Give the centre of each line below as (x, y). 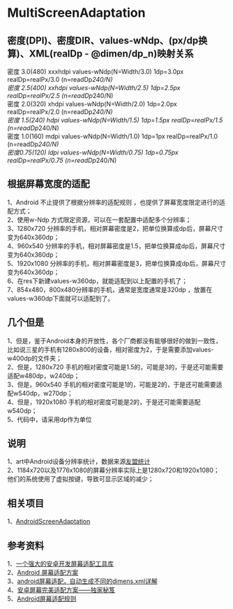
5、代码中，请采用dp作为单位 (50, 419)
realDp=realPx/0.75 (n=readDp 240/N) (62, 160)
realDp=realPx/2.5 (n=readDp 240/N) (60, 95)
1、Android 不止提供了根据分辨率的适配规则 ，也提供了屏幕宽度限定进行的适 (116, 202)
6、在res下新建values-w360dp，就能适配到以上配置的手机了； (98, 280)
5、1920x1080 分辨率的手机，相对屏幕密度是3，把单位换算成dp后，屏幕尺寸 (117, 263)
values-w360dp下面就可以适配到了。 (61, 298)
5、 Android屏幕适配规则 (42, 599)
